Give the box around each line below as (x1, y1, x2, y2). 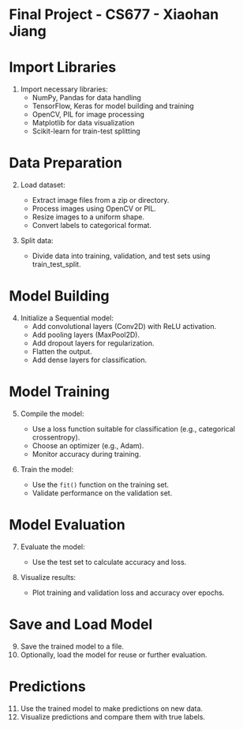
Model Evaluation (9, 516, 125, 534)
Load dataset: (20, 180, 65, 190)
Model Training (9, 383, 110, 401)
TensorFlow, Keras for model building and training (32, 101, 194, 111)
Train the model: (20, 464, 74, 474)
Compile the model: (20, 409, 84, 418)
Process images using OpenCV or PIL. (32, 204, 157, 214)
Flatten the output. (32, 347, 93, 356)
